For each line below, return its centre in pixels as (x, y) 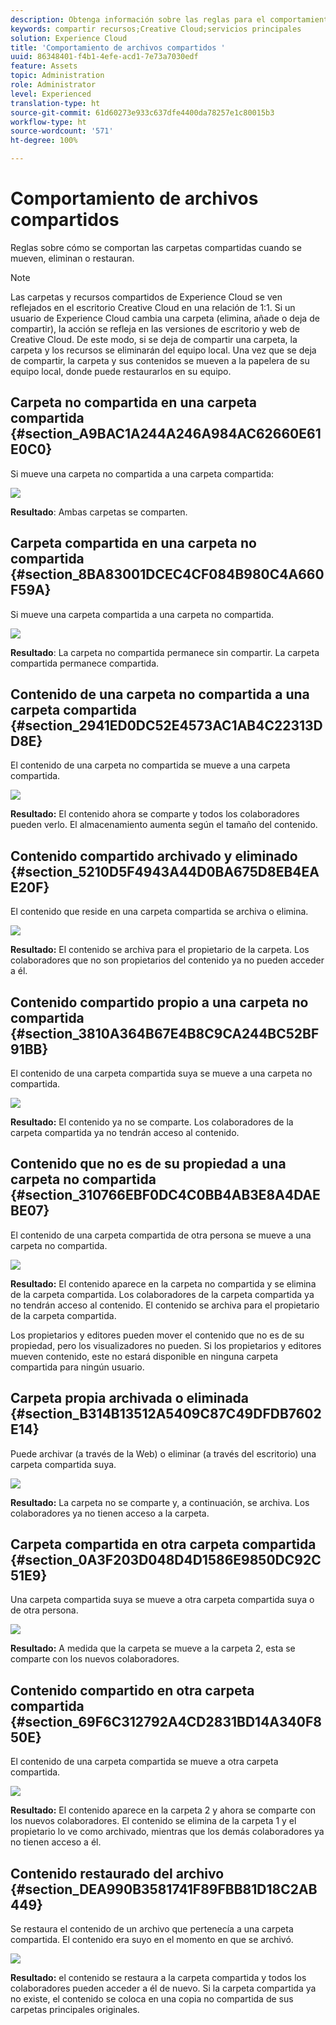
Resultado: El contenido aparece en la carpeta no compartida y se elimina (163, 1283)
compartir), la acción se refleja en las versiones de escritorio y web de (155, 328)
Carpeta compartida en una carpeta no (133, 543)
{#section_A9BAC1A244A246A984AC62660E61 (166, 434)
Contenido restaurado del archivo (117, 1873)
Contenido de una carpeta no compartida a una (160, 694)
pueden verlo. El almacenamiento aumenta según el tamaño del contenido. (164, 825)
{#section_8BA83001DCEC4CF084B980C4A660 (167, 574)
